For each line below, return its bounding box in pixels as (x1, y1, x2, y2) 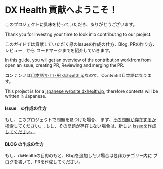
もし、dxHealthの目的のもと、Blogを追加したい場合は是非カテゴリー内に (5, 153, 152, 159)
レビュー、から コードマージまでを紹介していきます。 (5, 47, 113, 53)
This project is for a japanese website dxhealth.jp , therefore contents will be (5, 88, 158, 94)
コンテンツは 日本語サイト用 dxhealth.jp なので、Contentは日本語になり (5, 72, 148, 78)
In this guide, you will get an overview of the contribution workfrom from (5, 57, 151, 63)
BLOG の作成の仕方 (5, 141, 44, 147)
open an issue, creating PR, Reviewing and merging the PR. (5, 62, 125, 68)
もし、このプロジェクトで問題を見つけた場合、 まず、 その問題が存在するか (5, 117, 156, 123)
